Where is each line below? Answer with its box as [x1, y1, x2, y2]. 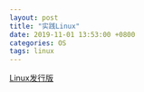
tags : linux [9, 47, 54, 56]
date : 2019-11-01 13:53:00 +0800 [9, 30, 136, 39]
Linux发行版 [9, 73, 54, 84]
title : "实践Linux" [9, 22, 81, 31]
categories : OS [9, 38, 67, 48]
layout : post [9, 13, 59, 23]
